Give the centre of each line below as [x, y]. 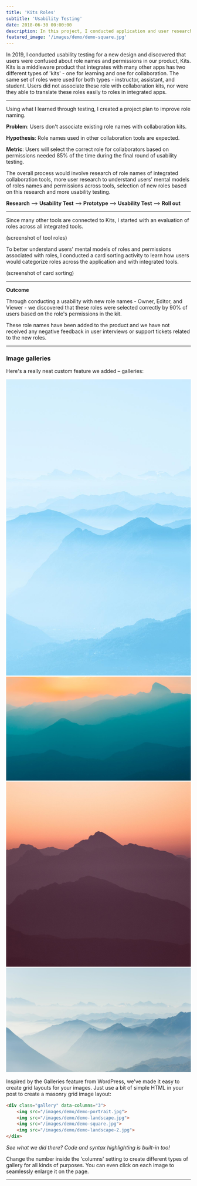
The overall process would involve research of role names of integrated [92, 173]
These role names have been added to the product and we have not [88, 325]
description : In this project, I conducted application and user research [99, 31]
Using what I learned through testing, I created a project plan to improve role [98, 109]
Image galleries [28, 358]
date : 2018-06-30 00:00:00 [39, 25]
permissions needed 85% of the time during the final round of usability [91, 156]
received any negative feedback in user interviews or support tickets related [98, 331]
